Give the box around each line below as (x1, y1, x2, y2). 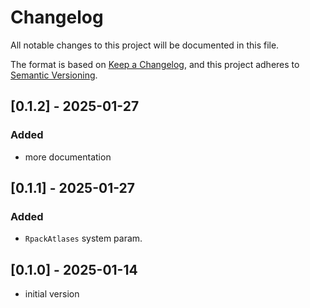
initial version (24, 288, 80, 300)
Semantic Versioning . (10, 69, 98, 81)
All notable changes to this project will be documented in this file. (10, 39, 280, 51)
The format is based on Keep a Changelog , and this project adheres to (10, 58, 300, 70)
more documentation (24, 151, 112, 163)
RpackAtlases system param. (24, 232, 143, 245)
